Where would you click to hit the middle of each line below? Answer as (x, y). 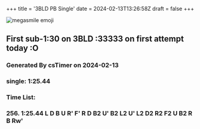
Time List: (21, 97)
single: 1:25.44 (28, 81)
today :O (22, 48)
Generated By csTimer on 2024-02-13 (63, 65)
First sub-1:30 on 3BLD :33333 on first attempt (95, 39)
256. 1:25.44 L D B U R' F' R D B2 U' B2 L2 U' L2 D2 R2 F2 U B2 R (99, 113)
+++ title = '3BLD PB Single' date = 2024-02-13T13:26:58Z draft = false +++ (100, 9)
